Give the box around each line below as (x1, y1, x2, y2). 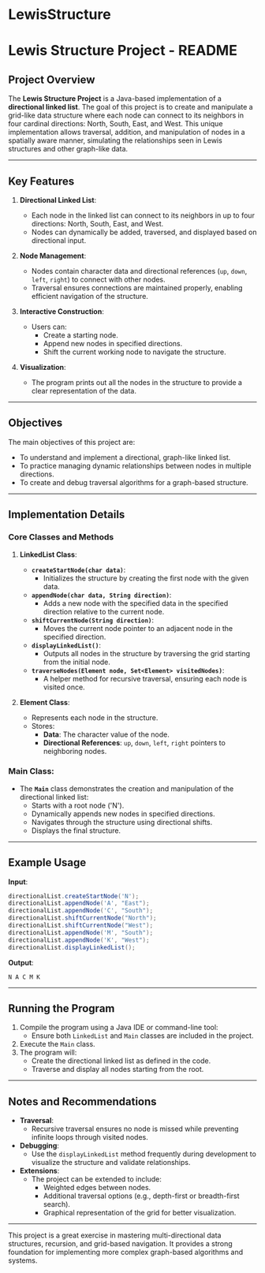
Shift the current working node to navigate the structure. (43, 347, 226, 357)
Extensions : (19, 1166, 60, 1176)
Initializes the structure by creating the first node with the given (43, 573, 249, 583)
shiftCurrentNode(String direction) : (31, 615, 155, 625)
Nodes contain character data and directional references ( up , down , (31, 267, 248, 275)
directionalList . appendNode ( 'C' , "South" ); (8, 907, 154, 915)
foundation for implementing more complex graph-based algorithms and (8, 1248, 244, 1257)
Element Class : (19, 697, 70, 707)
